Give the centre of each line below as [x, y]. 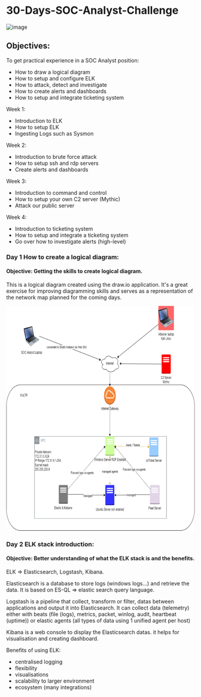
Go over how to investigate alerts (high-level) [71, 241]
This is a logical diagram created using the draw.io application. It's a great [97, 284]
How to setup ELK [37, 127]
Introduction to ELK [39, 121]
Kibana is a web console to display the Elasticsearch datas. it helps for [93, 632]
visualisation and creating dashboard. [52, 639]
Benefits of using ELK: [33, 650]
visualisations [32, 675]
